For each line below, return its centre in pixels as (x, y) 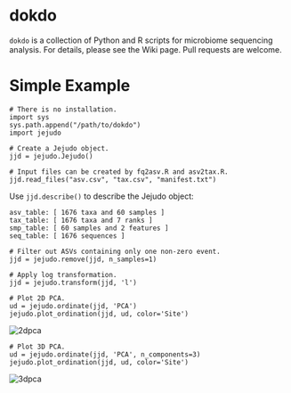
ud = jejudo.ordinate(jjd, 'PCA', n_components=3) (105, 354)
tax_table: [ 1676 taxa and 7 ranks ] (81, 220)
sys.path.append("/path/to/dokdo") (75, 125)
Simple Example (70, 86)
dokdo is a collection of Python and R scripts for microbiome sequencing (141, 40)
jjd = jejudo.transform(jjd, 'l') (73, 282)
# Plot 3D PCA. (37, 347)
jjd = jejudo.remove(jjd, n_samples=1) (83, 259)
